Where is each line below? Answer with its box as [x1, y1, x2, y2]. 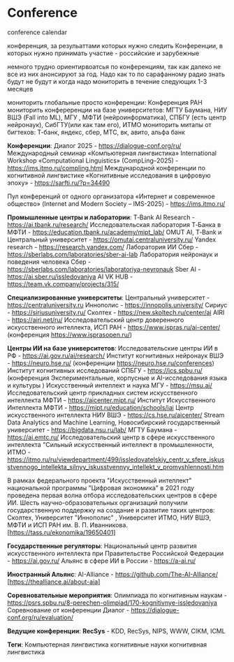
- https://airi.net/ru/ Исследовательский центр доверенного [7, 316, 184, 324]
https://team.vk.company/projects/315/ [7, 279, 119, 288]
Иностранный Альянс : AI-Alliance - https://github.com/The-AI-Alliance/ [7, 570, 219, 578]
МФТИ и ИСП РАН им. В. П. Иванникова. [7, 520, 128, 529]
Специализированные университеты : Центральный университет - [7, 293, 210, 302]
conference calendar [7, 28, 68, 36]
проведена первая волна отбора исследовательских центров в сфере [7, 491, 218, 499]
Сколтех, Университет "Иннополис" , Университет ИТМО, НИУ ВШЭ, [7, 513, 212, 522]
